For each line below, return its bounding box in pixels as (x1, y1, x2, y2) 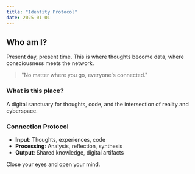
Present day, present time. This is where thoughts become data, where (6, 53, 184, 61)
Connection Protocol (6, 122, 69, 131)
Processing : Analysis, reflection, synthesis (15, 142, 123, 150)
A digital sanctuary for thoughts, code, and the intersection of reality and (6, 100, 189, 108)
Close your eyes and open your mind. (6, 161, 101, 168)
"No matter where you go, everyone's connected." (21, 71, 148, 79)
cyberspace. (6, 107, 38, 114)
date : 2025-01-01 (6, 15, 51, 21)
